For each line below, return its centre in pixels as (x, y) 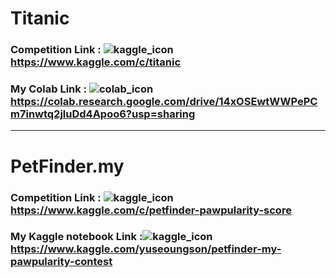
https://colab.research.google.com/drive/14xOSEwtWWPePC (164, 102)
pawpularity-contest (61, 262)
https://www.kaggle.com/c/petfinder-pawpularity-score (151, 210)
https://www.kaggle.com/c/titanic (96, 62)
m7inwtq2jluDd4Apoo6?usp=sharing (103, 114)
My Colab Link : (49, 89)
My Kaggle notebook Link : (76, 237)
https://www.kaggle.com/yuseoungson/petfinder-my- (146, 249)
